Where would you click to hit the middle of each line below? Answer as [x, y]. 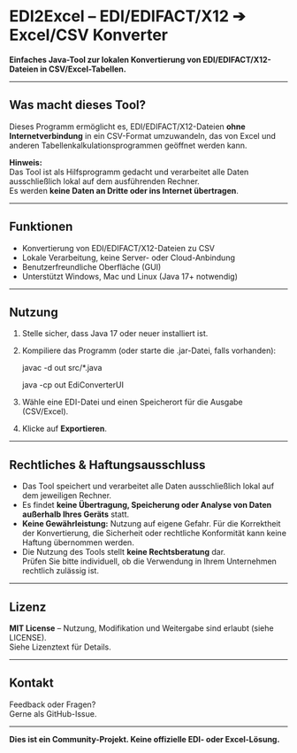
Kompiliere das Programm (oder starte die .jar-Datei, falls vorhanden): [149, 350]
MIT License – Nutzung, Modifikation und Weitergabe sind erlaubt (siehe [141, 628]
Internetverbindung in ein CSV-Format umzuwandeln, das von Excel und [143, 135]
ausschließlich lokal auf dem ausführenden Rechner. [105, 181]
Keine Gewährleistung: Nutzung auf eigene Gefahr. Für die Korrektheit [151, 524]
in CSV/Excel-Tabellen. [83, 69]
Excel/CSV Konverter [89, 35]
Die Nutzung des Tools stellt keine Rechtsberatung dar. [124, 552]
